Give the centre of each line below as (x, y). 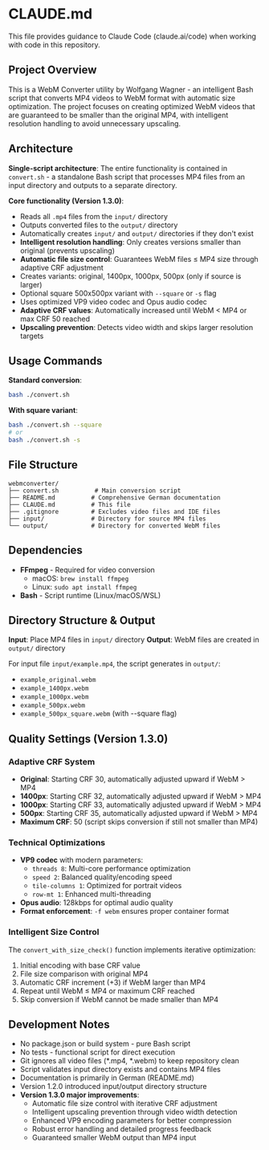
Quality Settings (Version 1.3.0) (88, 738)
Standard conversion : (45, 380)
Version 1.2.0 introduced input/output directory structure (113, 1087)
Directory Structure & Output (82, 620)
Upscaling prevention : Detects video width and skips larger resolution (137, 327)
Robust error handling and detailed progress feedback (122, 1129)
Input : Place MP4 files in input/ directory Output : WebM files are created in (134, 640)
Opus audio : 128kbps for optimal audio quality (96, 903)
